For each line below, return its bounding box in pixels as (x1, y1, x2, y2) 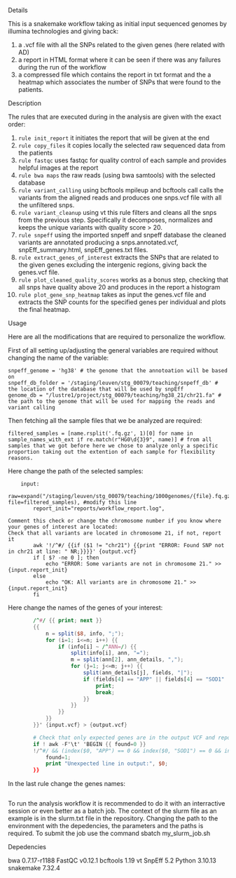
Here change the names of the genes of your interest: (8, 603, 163, 612)
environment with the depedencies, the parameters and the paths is (8, 822, 204, 830)
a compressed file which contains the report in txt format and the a (18, 70, 211, 79)
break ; (95, 688, 115, 696)
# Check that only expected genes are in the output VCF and (33, 734, 216, 741)
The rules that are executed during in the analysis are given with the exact (8, 112, 221, 121)
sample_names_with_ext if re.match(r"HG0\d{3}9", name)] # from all (8, 436, 212, 443)
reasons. (8, 454, 34, 461)
